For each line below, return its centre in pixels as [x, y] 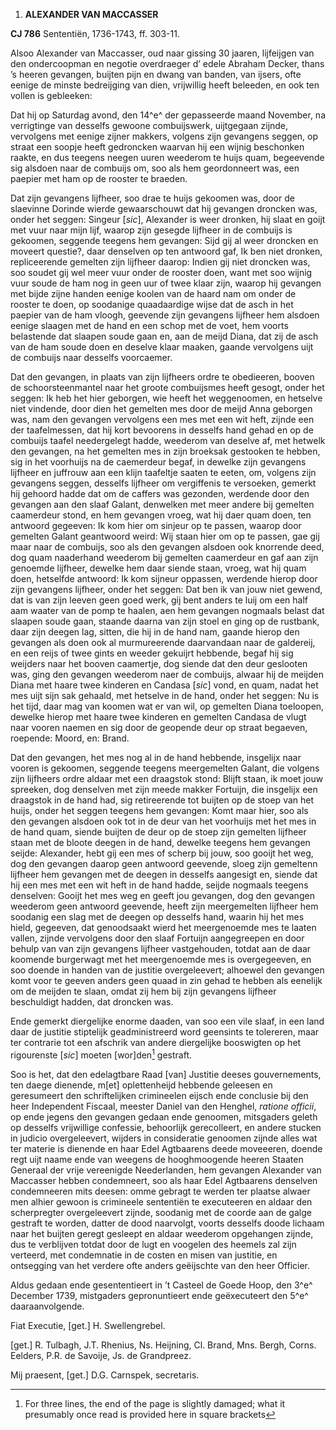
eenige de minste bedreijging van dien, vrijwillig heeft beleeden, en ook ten [165, 85]
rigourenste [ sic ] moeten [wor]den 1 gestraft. [101, 1054]
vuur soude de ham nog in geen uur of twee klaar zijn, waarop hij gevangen [166, 283]
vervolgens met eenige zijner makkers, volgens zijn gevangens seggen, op [164, 136]
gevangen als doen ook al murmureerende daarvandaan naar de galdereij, [163, 642]
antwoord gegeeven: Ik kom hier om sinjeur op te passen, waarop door [156, 525]
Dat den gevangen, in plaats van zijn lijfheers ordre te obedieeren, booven [162, 377]
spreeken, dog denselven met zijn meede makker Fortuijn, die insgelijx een [164, 789]
